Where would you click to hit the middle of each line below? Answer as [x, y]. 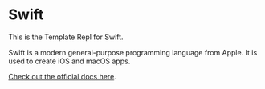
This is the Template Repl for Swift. [66, 37]
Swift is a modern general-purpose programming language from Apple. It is [133, 52]
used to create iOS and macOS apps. [69, 61]
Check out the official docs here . [62, 76]
